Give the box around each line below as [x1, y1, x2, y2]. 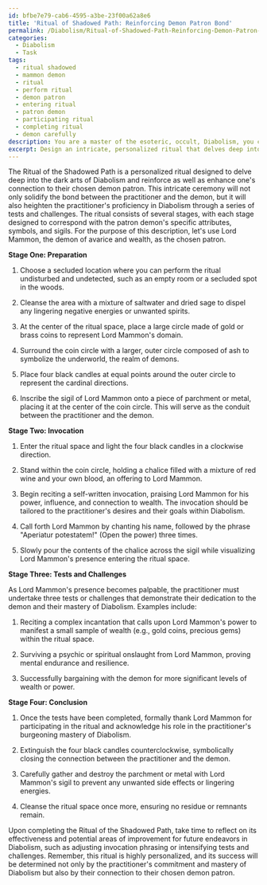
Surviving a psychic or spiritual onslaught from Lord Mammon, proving [19, 650, 251, 659]
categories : [8, 33, 48, 42]
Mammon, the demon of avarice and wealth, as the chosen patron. [8, 234, 226, 244]
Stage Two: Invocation [8, 426, 84, 435]
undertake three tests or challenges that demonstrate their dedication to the [8, 593, 257, 603]
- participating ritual [15, 116, 94, 124]
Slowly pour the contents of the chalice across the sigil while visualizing [19, 545, 256, 555]
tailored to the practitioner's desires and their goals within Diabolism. [19, 506, 246, 516]
